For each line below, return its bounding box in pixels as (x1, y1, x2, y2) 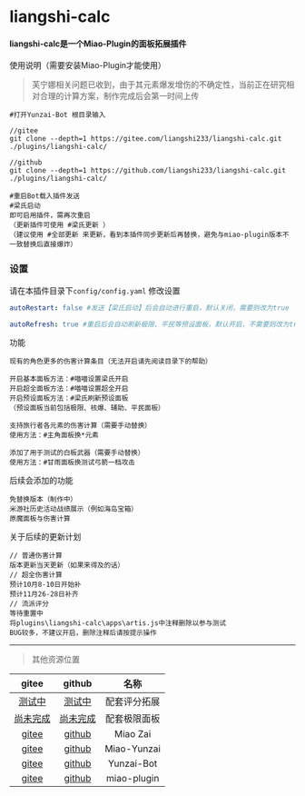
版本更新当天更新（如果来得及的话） (9, 561, 125, 570)
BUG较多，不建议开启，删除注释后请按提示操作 (9, 629, 157, 638)
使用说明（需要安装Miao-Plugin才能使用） (9, 60, 166, 71)
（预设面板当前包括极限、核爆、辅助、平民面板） (9, 403, 165, 413)
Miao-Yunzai (104, 742, 162, 755)
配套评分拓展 (105, 695, 161, 708)
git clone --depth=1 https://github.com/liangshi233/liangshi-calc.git (9, 166, 286, 175)
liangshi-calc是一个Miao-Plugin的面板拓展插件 (9, 38, 187, 49)
